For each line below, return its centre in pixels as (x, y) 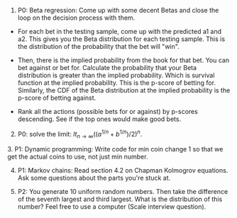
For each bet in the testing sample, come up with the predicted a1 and (120, 31)
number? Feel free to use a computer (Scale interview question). (112, 207)
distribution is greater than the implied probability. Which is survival (116, 75)
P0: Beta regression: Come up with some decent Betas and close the (118, 10)
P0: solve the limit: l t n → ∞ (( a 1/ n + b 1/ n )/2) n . (80, 134)
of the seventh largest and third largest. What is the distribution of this (120, 199)
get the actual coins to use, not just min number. (78, 157)
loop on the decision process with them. (76, 18)
